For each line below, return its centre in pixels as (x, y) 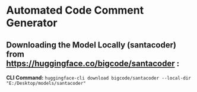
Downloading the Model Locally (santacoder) (91, 45)
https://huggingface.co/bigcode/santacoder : (93, 63)
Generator (32, 23)
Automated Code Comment (75, 10)
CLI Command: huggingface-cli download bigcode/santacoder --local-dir (99, 77)
